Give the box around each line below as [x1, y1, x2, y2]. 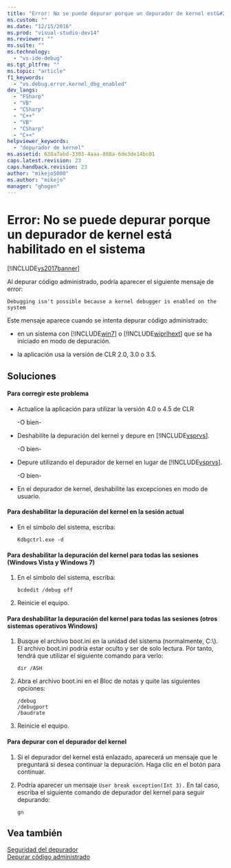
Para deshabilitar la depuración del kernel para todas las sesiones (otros [7, 614, 218, 622]
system [7, 304, 26, 312]
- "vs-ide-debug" [13, 55, 63, 62]
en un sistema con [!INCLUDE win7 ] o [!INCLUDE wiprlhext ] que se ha [16, 329, 212, 338]
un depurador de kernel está [7, 227, 173, 243]
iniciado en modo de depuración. [16, 337, 111, 345]
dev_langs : [7, 87, 38, 94]
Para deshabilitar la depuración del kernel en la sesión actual [7, 508, 184, 516]
